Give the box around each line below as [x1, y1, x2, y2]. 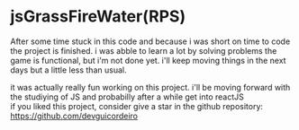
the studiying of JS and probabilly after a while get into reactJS [10, 91, 244, 102]
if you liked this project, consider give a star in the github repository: [10, 100, 264, 111]
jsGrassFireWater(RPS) [10, 6, 186, 27]
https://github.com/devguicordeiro [10, 110, 139, 121]
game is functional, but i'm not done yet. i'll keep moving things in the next [10, 55, 286, 65]
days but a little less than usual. [10, 65, 127, 75]
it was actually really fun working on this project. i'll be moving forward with [10, 82, 291, 92]
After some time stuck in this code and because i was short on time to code [10, 36, 291, 47]
